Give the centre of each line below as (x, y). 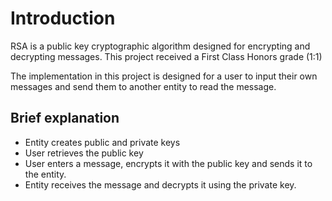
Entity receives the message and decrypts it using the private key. (160, 184)
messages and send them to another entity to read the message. (143, 86)
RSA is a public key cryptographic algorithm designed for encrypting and (160, 46)
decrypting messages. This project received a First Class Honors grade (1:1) (166, 56)
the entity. (45, 174)
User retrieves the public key (84, 153)
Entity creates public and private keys (102, 142)
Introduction (63, 18)
